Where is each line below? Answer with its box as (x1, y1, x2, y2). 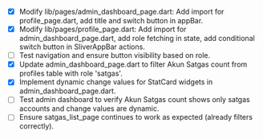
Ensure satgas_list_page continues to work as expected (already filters (18, 112, 253, 122)
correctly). (18, 121, 54, 131)
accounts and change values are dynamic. (18, 104, 160, 113)
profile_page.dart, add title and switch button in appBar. (18, 16, 204, 26)
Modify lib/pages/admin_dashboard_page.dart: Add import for (18, 7, 225, 16)
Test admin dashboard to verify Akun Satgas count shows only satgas (18, 95, 250, 104)
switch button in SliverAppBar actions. (18, 42, 145, 51)
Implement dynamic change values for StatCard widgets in (18, 77, 213, 87)
